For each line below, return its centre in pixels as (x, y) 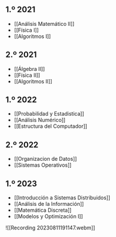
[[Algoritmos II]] (33, 81)
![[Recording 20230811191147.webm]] (50, 228)
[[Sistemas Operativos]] (42, 165)
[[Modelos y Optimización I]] (48, 216)
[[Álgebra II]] (29, 69)
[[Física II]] (27, 75)
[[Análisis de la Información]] (49, 204)
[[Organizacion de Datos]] (45, 159)
